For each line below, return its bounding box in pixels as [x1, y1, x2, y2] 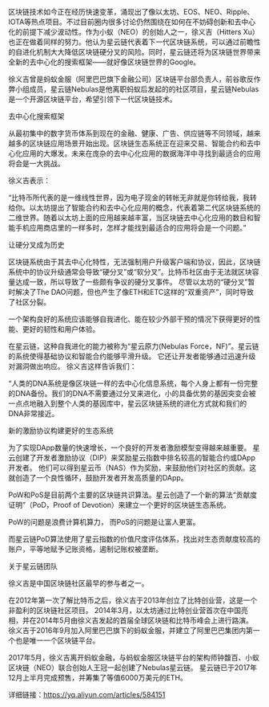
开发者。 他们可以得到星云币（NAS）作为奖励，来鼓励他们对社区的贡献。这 [8, 463, 257, 472]
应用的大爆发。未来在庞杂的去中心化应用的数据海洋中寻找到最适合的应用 [22, 149, 261, 158]
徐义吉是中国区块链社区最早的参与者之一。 [8, 578, 149, 588]
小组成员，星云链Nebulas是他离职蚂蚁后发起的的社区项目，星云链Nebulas [14, 84, 259, 94]
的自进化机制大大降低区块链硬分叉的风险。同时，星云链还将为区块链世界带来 [8, 47, 261, 56]
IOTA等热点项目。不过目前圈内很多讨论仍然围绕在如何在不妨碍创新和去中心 [8, 17, 256, 27]
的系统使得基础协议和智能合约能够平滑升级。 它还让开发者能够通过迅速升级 [8, 352, 256, 361]
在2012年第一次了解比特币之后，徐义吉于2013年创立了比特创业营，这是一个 [8, 595, 258, 605]
